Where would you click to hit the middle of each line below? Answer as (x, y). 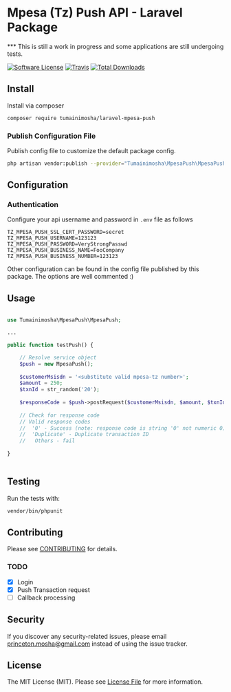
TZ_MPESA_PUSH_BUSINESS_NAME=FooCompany (66, 250)
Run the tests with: (33, 498)
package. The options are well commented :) (70, 277)
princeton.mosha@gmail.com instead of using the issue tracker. (97, 644)
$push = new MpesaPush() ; (57, 364)
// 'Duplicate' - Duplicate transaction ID (84, 435)
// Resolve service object (58, 357)
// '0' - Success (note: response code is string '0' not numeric (118, 428)
